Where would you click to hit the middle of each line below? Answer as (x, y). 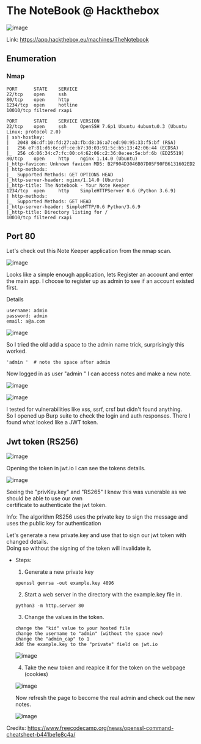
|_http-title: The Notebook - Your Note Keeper (68, 185)
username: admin (27, 311)
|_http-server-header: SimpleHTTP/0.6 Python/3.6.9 (73, 207)
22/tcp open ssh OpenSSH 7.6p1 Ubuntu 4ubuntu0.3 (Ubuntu (97, 126)
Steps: (23, 560)
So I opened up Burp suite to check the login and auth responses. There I (98, 416)
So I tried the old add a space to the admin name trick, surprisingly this (95, 345)
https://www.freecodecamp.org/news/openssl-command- (100, 728)
